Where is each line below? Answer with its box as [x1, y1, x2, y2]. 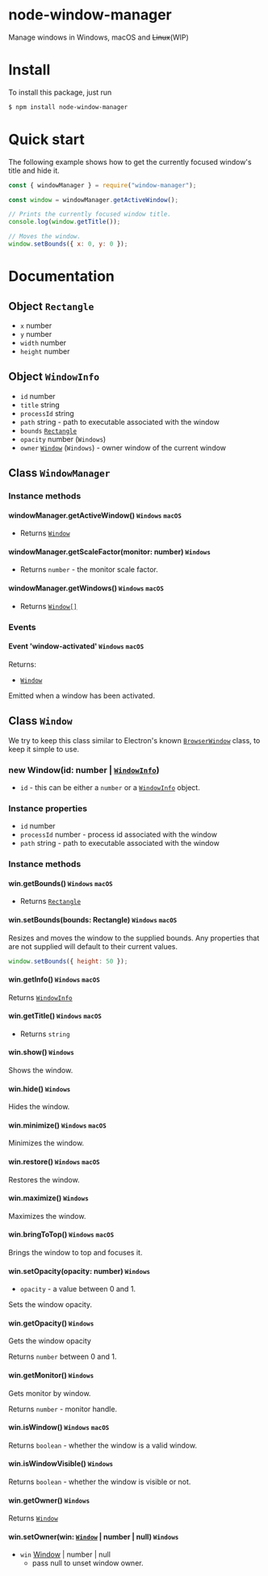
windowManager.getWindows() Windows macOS [8, 583, 164, 593]
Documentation [8, 267, 115, 286]
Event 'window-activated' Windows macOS [8, 641, 144, 651]
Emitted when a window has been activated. [8, 691, 156, 700]
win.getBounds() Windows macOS [8, 878, 113, 888]
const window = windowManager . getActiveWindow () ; [8, 195, 179, 204]
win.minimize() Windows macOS [8, 1120, 107, 1130]
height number [19, 346, 70, 356]
